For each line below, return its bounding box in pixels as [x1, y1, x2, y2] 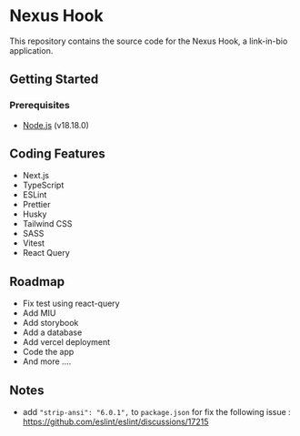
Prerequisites [9, 99, 70, 112]
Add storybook [22, 318, 79, 329]
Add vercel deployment [22, 337, 111, 348]
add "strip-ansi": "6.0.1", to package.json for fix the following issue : [22, 407, 291, 418]
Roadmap [9, 274, 65, 289]
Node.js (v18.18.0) [22, 119, 89, 130]
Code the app [22, 347, 75, 358]
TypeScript [22, 179, 65, 191]
